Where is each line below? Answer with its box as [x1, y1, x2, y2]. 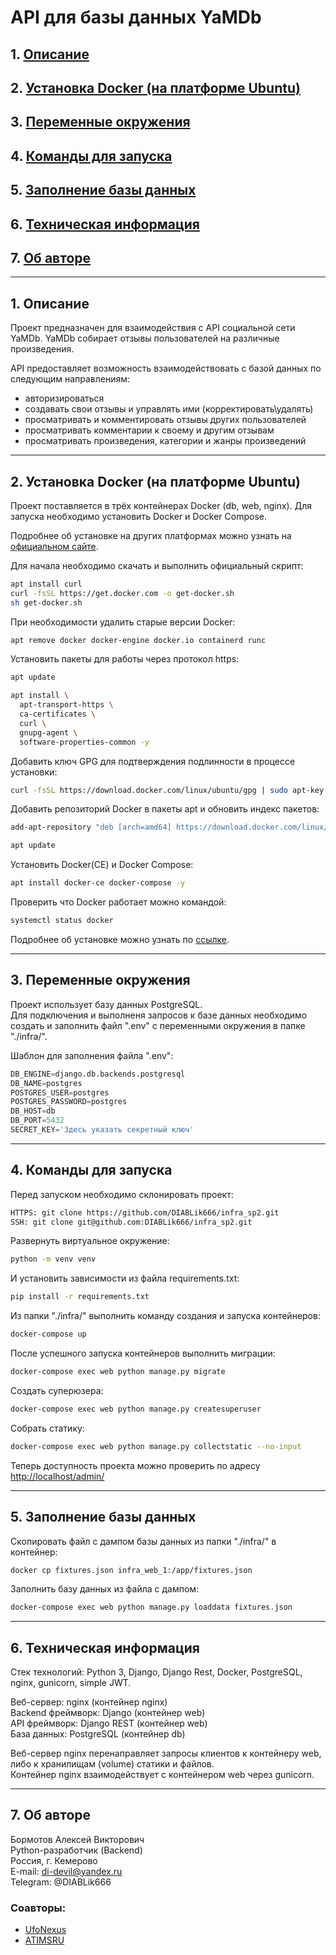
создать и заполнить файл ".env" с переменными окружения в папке [10, 1019, 306, 1031]
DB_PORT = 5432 [10, 1116, 65, 1126]
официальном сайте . [10, 540, 99, 552]
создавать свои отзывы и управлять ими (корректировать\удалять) [24, 403, 314, 415]
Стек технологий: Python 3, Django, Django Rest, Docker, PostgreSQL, [10, 1666, 303, 1678]
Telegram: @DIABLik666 [10, 1876, 112, 1888]
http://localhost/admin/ [10, 1470, 105, 1482]
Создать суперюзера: [10, 1384, 104, 1396]
